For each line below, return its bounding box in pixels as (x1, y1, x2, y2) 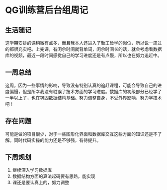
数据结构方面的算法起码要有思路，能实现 (12, 173, 95, 179)
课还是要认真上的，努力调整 (12, 180, 70, 186)
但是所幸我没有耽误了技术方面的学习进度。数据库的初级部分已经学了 (22, 88, 162, 94)
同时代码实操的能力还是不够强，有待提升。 (13, 137, 101, 143)
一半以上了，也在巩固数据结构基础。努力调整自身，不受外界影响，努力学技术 (5, 95, 162, 101)
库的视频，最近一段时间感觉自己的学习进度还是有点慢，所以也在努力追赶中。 (5, 53, 162, 58)
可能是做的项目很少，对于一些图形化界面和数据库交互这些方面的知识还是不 (5, 131, 158, 137)
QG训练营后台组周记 (5, 4, 88, 16)
